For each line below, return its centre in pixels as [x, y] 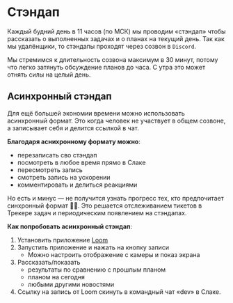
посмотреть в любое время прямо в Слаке [81, 162]
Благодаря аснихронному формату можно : [74, 141]
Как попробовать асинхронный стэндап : [70, 226]
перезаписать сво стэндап [57, 155]
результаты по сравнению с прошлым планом [97, 270]
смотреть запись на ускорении [64, 177]
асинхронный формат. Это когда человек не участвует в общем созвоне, [116, 121]
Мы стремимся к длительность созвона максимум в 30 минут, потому [113, 59]
